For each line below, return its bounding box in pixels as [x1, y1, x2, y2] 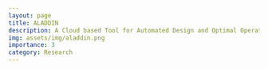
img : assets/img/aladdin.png [8, 33, 105, 42]
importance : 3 [8, 41, 56, 49]
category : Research [8, 48, 73, 56]
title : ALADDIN [8, 19, 59, 27]
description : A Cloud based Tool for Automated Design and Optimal [8, 26, 238, 34]
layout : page [8, 11, 52, 20]
